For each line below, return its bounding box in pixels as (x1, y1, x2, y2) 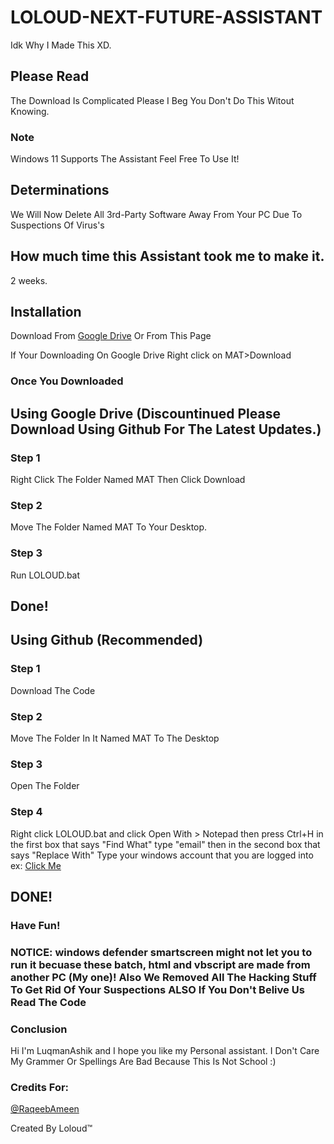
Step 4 (10, 805, 43, 819)
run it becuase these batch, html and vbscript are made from (10, 957, 311, 971)
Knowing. (10, 105, 50, 117)
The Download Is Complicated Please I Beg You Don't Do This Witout (10, 94, 295, 106)
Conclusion (10, 1022, 68, 1036)
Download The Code (10, 684, 96, 696)
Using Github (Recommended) (10, 632, 204, 649)
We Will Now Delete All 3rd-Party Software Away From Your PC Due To (10, 208, 303, 220)
